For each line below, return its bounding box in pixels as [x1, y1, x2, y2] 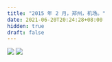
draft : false [7, 29, 45, 36]
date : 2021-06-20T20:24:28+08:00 [7, 16, 103, 23]
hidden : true [7, 22, 45, 29]
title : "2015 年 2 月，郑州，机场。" [7, 10, 106, 17]
